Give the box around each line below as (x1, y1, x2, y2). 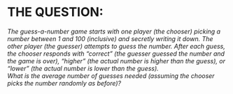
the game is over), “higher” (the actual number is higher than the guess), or (7, 56, 226, 65)
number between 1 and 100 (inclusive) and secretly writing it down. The (7, 34, 213, 42)
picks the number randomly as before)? (7, 79, 121, 87)
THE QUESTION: (7, 4, 104, 20)
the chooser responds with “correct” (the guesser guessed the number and (7, 49, 225, 58)
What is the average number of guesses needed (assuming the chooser (7, 71, 215, 80)
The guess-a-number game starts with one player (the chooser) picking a (7, 27, 221, 36)
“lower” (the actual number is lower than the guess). (7, 64, 159, 72)
